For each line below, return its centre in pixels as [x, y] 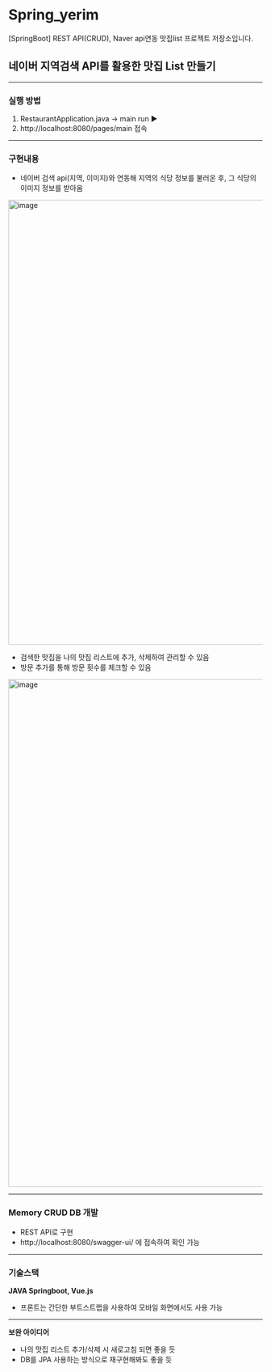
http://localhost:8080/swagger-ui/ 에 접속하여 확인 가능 [110, 1242]
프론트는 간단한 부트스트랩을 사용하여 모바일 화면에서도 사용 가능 [121, 1307]
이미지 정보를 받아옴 [51, 188]
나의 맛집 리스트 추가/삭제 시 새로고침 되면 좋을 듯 [98, 1349]
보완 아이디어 [29, 1332]
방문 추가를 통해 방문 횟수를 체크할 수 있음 [85, 667]
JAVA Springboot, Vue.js [51, 1290]
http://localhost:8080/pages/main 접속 [83, 129]
